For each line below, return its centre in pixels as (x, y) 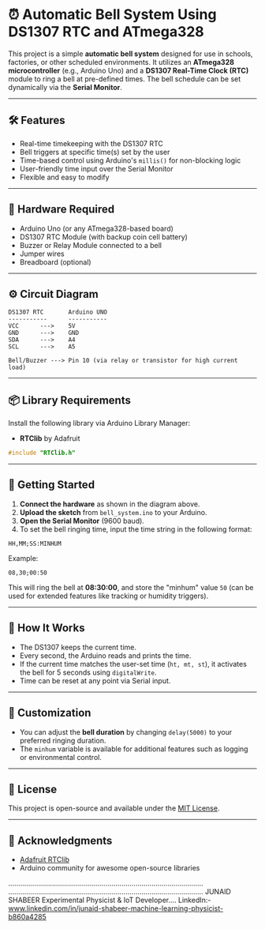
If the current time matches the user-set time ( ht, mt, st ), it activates (133, 664)
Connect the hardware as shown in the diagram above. (110, 504)
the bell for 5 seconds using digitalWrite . (88, 672)
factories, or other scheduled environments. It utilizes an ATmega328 (121, 62)
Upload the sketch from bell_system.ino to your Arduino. (113, 512)
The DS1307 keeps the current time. (78, 647)
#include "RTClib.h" (42, 453)
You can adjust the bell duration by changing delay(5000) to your (126, 732)
